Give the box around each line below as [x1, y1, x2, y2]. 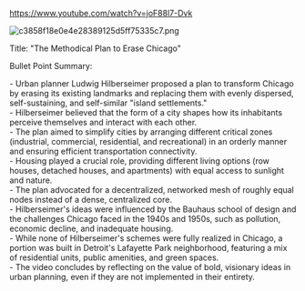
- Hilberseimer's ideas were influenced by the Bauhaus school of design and [9, 204, 297, 215]
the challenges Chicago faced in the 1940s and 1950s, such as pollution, [9, 214, 281, 224]
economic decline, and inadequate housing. [9, 223, 174, 234]
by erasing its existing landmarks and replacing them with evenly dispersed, [9, 88, 294, 98]
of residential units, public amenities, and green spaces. [9, 252, 219, 263]
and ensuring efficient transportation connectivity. [9, 145, 198, 156]
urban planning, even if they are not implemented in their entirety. [9, 272, 255, 282]
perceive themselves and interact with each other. [9, 117, 198, 127]
